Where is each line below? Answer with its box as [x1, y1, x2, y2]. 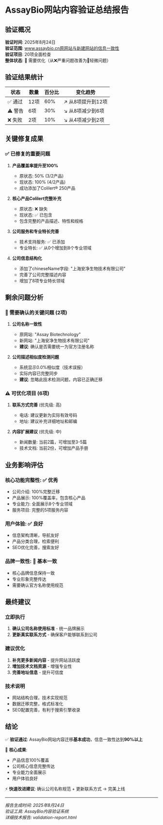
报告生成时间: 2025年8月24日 [5, 802, 65, 808]
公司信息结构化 [12, 255, 42, 261]
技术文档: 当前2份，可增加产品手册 [19, 445, 89, 451]
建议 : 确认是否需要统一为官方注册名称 [19, 344, 95, 350]
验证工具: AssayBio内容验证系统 [5, 808, 69, 814]
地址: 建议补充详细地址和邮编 [19, 418, 78, 424]
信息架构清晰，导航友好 [12, 532, 59, 538]
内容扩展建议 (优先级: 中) [12, 429, 62, 434]
